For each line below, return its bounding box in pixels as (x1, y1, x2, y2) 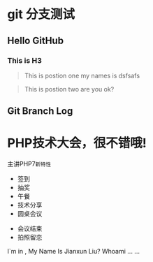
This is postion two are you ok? (24, 85, 115, 93)
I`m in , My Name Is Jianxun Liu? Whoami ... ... (7, 247, 140, 256)
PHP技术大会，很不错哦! (7, 136, 147, 151)
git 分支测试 (7, 6, 75, 22)
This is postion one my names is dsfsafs (24, 71, 140, 80)
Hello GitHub (7, 34, 64, 46)
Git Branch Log (7, 105, 73, 117)
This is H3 (7, 55, 42, 65)
